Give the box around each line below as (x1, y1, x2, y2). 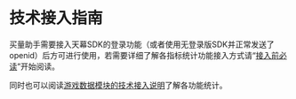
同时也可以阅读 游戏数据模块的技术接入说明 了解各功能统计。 (9, 80, 228, 90)
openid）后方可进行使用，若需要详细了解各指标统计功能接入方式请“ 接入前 (9, 49, 280, 60)
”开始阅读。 (17, 61, 60, 72)
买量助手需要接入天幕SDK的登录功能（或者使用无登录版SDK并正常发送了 (9, 39, 275, 49)
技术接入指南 (9, 8, 104, 28)
